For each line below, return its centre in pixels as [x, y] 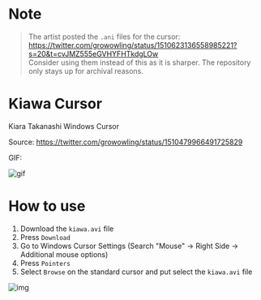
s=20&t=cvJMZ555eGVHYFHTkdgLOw [93, 54]
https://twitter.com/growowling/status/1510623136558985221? [133, 45]
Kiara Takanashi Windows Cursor [64, 126]
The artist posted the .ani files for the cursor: [104, 36]
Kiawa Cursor [56, 104]
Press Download [45, 237]
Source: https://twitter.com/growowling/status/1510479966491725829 [126, 142]
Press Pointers [45, 263]
